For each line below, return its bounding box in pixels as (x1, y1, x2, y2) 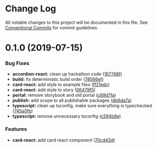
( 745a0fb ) (12, 108, 33, 114)
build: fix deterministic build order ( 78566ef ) (12, 76, 104, 82)
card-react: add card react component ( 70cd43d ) (12, 137, 115, 143)
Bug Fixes (5, 60, 30, 67)
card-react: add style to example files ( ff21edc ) (12, 81, 110, 87)
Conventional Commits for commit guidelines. (5, 24, 98, 30)
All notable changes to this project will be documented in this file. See (5, 19, 148, 25)
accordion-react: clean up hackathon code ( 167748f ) (12, 71, 123, 77)
